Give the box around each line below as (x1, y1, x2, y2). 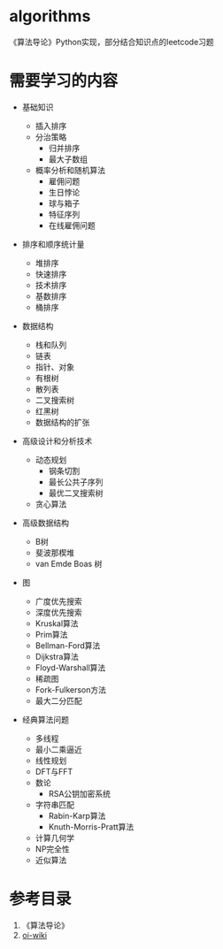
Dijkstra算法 (35, 651, 80, 662)
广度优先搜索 (35, 595, 82, 607)
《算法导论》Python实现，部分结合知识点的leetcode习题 (9, 36, 214, 47)
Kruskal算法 (35, 617, 79, 629)
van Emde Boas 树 (35, 558, 103, 569)
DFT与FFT (35, 766, 73, 777)
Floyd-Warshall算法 (35, 662, 106, 673)
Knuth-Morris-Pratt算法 (48, 821, 135, 832)
